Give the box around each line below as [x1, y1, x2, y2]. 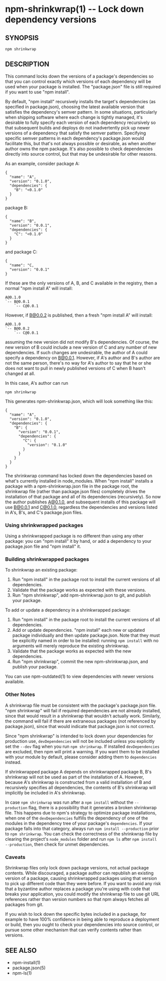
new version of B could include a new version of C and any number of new [5, 344, 157, 350]
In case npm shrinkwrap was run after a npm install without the [5, 799, 133, 805]
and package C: [5, 248, 38, 255]
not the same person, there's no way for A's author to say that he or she [5, 360, 152, 366]
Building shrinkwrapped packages [5, 556, 89, 563]
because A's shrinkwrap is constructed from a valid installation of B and [5, 779, 151, 785]
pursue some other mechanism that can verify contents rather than [5, 927, 142, 933]
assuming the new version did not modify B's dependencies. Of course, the [5, 339, 159, 345]
